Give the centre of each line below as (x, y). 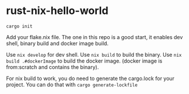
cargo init (19, 26)
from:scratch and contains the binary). (53, 67)
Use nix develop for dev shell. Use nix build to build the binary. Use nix (94, 54)
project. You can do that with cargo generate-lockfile (72, 84)
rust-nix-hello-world (57, 11)
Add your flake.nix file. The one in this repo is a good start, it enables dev (95, 37)
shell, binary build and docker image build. (57, 43)
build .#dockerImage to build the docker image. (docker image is (84, 61)
